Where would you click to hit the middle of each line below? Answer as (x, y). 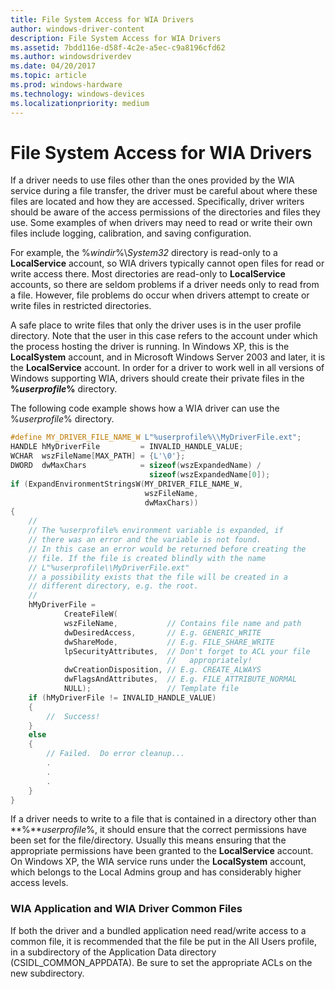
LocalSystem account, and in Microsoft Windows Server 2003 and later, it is (168, 357)
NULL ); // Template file (151, 689)
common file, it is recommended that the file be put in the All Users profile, (164, 941)
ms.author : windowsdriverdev (71, 57)
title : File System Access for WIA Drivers (102, 19)
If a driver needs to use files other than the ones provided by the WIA (152, 180)
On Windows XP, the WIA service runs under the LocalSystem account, (158, 862)
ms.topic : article (48, 76)
